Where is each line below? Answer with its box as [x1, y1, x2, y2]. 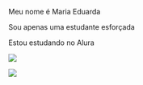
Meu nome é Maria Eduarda [8, 7, 101, 16]
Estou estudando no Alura [8, 38, 95, 47]
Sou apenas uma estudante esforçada [8, 22, 135, 31]
